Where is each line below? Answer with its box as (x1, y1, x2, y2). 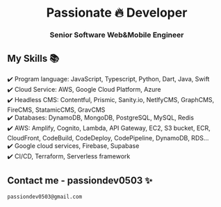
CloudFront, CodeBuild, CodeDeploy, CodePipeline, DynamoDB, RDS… (7, 133, 209, 142)
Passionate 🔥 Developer (46, 5, 188, 21)
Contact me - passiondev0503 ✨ (7, 175, 153, 187)
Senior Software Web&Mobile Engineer (49, 30, 184, 40)
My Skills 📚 (7, 52, 60, 64)
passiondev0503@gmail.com (7, 193, 82, 200)
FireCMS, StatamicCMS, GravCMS (7, 106, 106, 114)
